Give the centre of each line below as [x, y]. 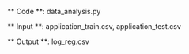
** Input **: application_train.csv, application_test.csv [94, 26]
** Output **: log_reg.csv [49, 41]
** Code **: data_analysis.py [54, 11]
